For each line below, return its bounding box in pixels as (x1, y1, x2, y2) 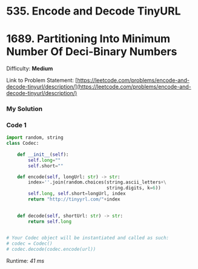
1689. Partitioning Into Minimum (6, 32, 171, 46)
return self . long (28, 218, 71, 225)
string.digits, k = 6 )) (106, 185, 162, 191)
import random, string (6, 134, 64, 141)
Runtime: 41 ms (6, 257, 45, 265)
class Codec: (6, 141, 39, 147)
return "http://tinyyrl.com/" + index (28, 196, 120, 202)
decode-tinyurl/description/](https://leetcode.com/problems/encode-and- (6, 83, 192, 90)
